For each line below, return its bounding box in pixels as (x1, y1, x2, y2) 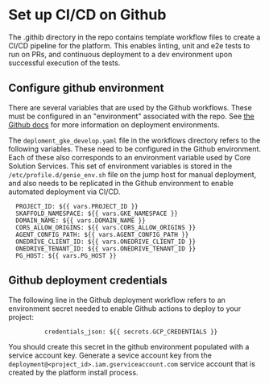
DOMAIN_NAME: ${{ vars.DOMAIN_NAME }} (15, 216, 147, 225)
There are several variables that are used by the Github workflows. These (8, 102, 252, 112)
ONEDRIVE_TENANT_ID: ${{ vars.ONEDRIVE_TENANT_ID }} (15, 244, 197, 253)
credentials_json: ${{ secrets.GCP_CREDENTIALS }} (43, 328, 218, 336)
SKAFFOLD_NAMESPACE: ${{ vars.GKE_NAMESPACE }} (15, 209, 179, 217)
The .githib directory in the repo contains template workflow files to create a (8, 32, 261, 42)
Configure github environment (8, 81, 164, 95)
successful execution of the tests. (8, 58, 121, 68)
